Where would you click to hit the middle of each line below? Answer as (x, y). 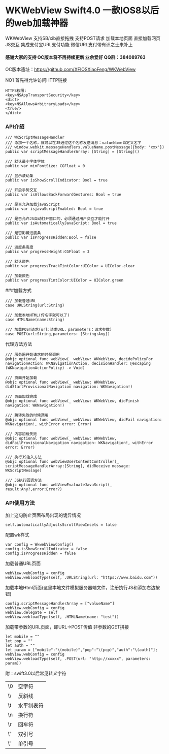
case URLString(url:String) (35, 305)
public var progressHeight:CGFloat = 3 (47, 252)
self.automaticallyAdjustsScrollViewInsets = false (61, 525)
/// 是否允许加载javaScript (32, 205)
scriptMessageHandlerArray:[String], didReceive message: (68, 466)
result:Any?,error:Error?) (34, 489)
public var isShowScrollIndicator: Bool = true (57, 180)
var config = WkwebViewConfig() (39, 544)
